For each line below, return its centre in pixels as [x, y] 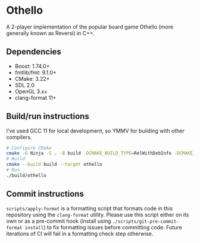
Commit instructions [45, 194]
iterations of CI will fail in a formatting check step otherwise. [80, 233]
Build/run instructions [48, 116]
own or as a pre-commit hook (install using [59, 221]
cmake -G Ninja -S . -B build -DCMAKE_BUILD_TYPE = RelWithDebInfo [89, 153]
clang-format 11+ [35, 97]
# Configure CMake [29, 148]
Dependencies [34, 52]
